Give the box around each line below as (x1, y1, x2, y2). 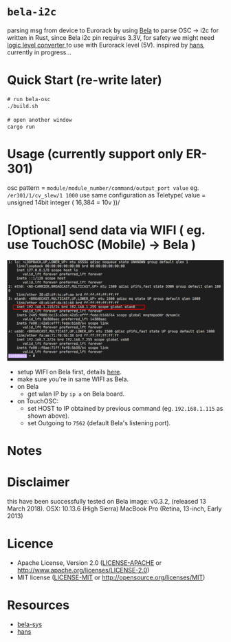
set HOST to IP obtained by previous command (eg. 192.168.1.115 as (27, 404, 223, 412)
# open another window (7, 116, 72, 123)
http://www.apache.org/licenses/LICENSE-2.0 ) (16, 566, 150, 574)
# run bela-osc (7, 96, 51, 103)
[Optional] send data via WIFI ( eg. (7, 222, 206, 237)
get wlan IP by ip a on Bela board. (27, 389, 125, 398)
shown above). (27, 411, 70, 420)
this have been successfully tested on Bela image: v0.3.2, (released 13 (7, 497, 206, 505)
